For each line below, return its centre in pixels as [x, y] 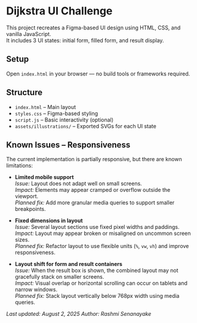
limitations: [20, 165]
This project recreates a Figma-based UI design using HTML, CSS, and [93, 28]
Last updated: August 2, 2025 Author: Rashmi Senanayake [79, 314]
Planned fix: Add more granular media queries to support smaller [95, 203]
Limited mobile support [44, 177]
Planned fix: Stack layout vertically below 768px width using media [97, 296]
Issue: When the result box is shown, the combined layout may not [96, 270]
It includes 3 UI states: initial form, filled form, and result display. [85, 40]
